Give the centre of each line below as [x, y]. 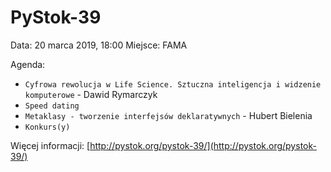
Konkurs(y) [47, 127]
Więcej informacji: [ [50, 145]
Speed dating [52, 106]
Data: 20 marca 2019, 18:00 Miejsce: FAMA [99, 45]
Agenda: [28, 64]
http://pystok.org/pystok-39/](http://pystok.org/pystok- [203, 145]
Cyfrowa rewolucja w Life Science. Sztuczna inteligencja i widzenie [173, 84]
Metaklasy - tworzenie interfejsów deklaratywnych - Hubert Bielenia [168, 115]
